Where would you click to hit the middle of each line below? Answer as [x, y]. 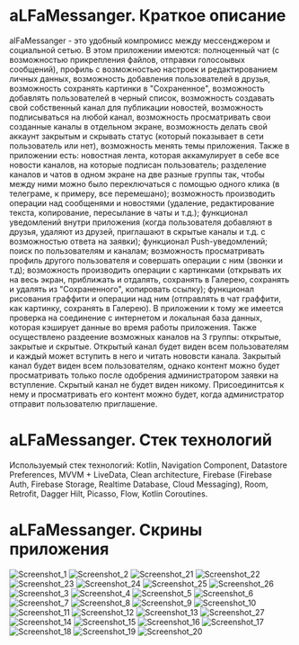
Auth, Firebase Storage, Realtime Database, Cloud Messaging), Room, [139, 484]
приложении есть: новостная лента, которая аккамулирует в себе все [145, 155]
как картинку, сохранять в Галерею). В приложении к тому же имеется [146, 308]
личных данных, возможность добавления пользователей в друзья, [140, 78]
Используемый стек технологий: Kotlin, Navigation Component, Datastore [148, 465]
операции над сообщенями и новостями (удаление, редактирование [142, 202]
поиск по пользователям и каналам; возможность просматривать [137, 251]
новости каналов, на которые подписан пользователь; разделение [138, 165]
